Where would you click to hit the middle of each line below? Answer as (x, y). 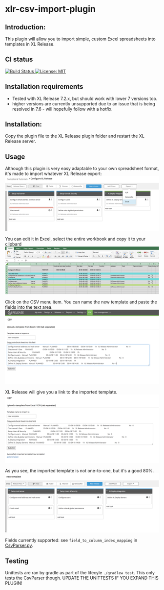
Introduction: (25, 27)
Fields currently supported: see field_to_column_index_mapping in (71, 541)
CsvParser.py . (19, 545)
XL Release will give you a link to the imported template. (61, 392)
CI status (19, 60)
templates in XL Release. (30, 44)
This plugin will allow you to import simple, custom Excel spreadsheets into (80, 39)
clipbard (13, 244)
